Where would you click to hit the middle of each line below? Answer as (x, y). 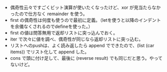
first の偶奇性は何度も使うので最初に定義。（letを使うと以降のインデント (86, 20)
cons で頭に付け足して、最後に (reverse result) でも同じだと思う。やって (86, 58)
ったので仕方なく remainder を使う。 (49, 14)
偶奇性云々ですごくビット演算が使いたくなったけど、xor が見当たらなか (86, 7)
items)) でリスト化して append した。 (50, 52)
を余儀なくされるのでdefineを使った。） (51, 26)
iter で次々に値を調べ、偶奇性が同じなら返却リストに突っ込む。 (77, 39)
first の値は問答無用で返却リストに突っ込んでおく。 (64, 33)
